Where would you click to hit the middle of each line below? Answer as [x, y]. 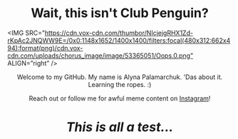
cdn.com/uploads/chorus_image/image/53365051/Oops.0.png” [100, 56]
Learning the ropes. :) [120, 84]
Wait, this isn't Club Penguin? [120, 13]
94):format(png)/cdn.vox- [45, 48]
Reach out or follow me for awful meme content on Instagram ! [120, 98]
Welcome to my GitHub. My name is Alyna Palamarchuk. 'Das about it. [120, 77]
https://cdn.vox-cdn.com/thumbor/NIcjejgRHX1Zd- [119, 33]
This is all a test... [120, 127]
